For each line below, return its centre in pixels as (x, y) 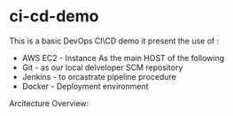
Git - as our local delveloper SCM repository (102, 67)
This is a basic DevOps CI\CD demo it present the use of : (114, 41)
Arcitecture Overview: (49, 103)
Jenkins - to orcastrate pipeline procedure (99, 76)
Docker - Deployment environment (85, 86)
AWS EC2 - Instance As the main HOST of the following (123, 58)
